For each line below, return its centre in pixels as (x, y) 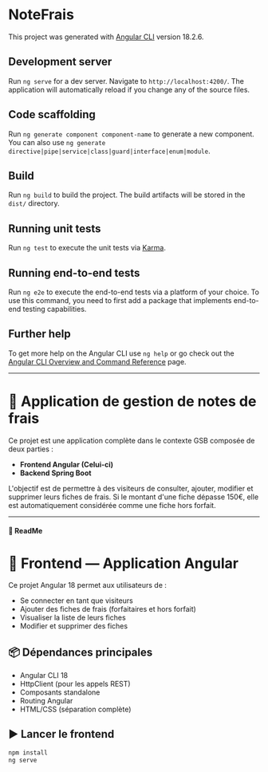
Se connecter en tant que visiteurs (76, 601)
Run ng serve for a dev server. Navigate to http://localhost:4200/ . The (126, 81)
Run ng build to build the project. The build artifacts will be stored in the (127, 195)
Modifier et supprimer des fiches (74, 626)
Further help (40, 334)
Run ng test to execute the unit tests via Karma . (87, 248)
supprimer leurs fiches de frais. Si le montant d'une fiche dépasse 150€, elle (134, 497)
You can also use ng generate (57, 142)
